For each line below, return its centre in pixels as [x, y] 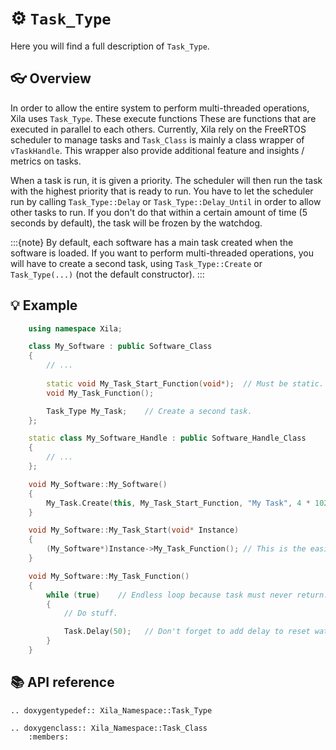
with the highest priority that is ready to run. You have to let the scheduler [162, 191]
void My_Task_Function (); [100, 393]
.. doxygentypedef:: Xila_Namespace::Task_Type [111, 710]
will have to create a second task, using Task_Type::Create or [136, 263]
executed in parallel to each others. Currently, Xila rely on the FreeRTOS [158, 129]
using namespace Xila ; [75, 328]
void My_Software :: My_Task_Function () [109, 576]
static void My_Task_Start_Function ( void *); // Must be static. [185, 383]
